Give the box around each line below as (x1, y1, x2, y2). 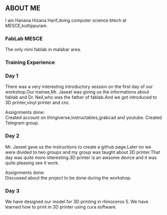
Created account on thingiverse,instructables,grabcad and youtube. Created (5, 114, 162, 120)
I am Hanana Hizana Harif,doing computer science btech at (5, 17, 127, 23)
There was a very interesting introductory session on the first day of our (5, 83, 153, 89)
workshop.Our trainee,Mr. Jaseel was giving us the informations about (5, 89, 150, 95)
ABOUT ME (5, 4, 41, 12)
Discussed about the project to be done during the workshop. (5, 174, 132, 180)
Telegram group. (5, 120, 39, 126)
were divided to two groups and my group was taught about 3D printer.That (5, 149, 161, 155)
